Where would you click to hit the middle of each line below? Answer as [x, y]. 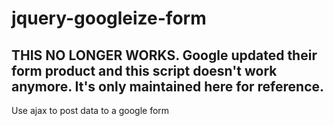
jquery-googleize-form [109, 18]
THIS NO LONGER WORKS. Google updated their [164, 55]
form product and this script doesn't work [144, 70]
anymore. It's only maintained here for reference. [168, 86]
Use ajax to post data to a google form [90, 110]
